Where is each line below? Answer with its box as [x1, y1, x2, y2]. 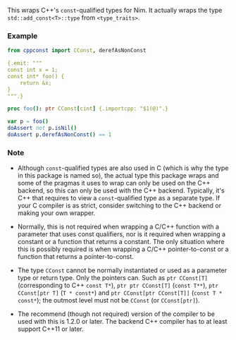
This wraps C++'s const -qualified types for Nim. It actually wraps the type [7, 6, 223, 14]
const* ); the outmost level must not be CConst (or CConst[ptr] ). [17, 296, 200, 305]
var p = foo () [7, 118, 49, 126]
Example [7, 31, 38, 41]
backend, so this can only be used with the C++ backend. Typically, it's [17, 186, 225, 195]
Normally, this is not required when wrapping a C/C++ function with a [17, 222, 220, 231]
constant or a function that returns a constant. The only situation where [17, 238, 225, 246]
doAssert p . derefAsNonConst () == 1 [7, 131, 112, 138]
